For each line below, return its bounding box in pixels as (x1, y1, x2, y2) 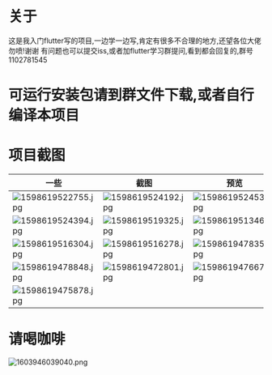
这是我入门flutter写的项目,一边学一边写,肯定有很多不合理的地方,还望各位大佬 (8, 36, 261, 45)
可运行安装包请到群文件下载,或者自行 (8, 86, 255, 104)
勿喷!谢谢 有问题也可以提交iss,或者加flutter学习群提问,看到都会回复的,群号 (8, 45, 253, 55)
